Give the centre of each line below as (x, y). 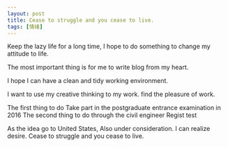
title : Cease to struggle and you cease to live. (81, 20)
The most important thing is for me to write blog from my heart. (98, 68)
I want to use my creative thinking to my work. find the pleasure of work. (111, 94)
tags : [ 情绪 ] (25, 26)
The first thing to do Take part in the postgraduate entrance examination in (114, 108)
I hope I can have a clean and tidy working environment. (88, 81)
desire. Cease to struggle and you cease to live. (76, 136)
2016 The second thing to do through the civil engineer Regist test (102, 115)
